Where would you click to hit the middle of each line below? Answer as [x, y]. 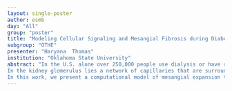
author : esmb [26, 20]
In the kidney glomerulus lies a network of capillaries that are [105, 70]
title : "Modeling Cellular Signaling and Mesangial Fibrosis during [108, 39]
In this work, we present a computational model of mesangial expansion [114, 77]
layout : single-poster [40, 13]
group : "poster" [30, 32]
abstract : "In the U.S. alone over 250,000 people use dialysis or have [114, 64]
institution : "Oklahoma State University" [69, 58]
